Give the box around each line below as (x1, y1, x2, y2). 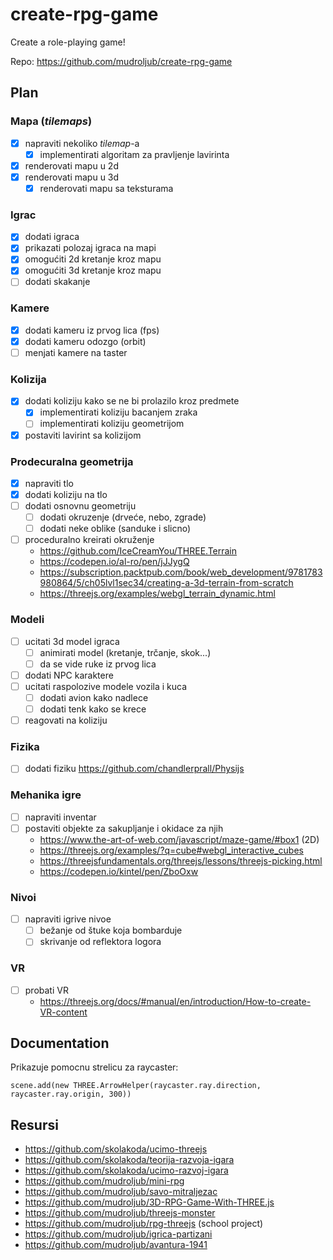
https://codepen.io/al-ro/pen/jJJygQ (39, 556, 190, 568)
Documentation (10, 1035, 110, 1052)
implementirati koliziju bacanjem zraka (39, 406, 198, 418)
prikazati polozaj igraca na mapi (24, 242, 157, 254)
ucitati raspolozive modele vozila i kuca (24, 680, 188, 692)
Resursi (10, 1116, 59, 1133)
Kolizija (10, 372, 47, 386)
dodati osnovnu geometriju (24, 500, 137, 512)
